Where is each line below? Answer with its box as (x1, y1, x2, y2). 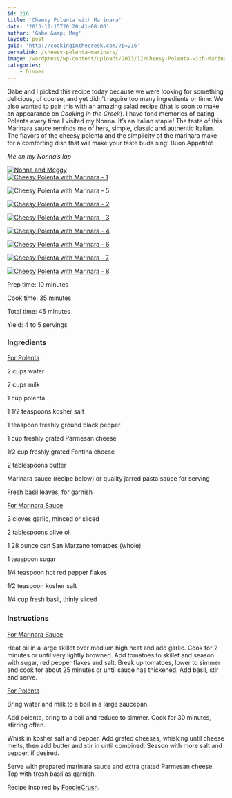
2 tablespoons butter (7, 461, 67, 469)
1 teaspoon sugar (7, 555, 57, 563)
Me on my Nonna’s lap (7, 152, 71, 160)
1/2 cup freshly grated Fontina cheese (7, 447, 115, 456)
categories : (7, 62, 41, 69)
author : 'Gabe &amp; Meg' (7, 29, 81, 37)
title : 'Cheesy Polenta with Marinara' (7, 17, 122, 24)
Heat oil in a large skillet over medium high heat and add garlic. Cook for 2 (7, 644, 218, 652)
